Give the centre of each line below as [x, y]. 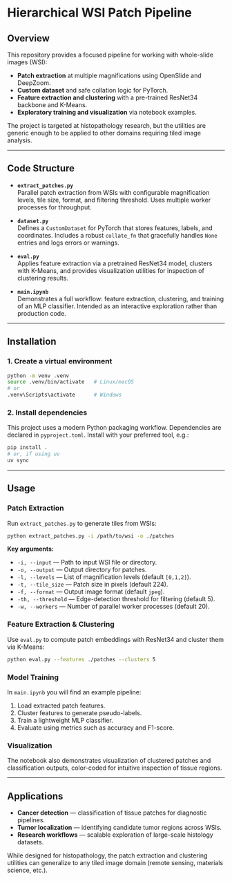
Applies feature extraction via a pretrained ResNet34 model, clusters [115, 263]
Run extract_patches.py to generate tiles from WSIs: [82, 523]
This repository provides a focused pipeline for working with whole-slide [110, 55]
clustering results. [43, 278]
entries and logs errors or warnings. [68, 243]
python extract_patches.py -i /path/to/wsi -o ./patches [91, 536]
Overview [29, 38]
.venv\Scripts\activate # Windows [65, 395]
